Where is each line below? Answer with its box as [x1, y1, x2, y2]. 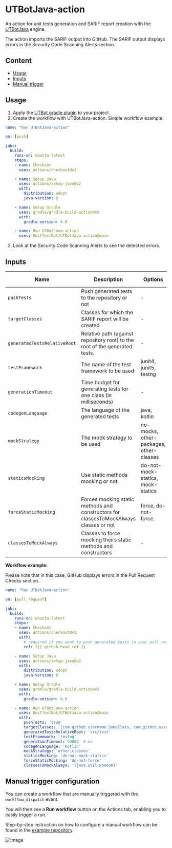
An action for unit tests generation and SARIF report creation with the [5, 21, 151, 27]
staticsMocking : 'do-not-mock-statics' [24, 753, 109, 759]
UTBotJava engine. [5, 26, 46, 32]
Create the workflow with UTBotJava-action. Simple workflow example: [12, 115, 164, 121]
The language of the [81, 407, 130, 413]
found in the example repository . [5, 827, 74, 833]
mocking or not [81, 478, 118, 485]
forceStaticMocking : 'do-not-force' [24, 758, 102, 763]
